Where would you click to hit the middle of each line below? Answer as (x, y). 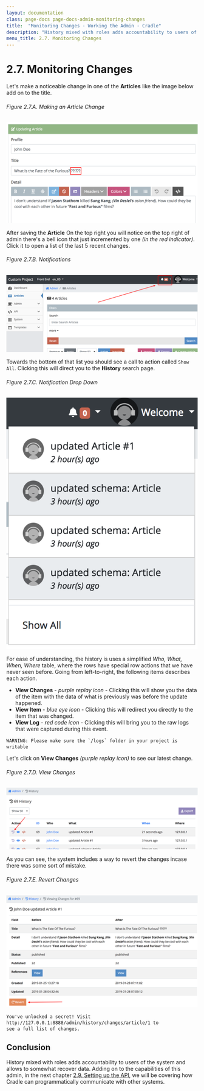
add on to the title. (29, 93)
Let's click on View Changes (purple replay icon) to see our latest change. (100, 759)
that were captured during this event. (61, 729)
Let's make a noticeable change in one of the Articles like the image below (100, 86)
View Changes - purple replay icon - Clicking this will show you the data (106, 690)
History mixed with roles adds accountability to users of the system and (96, 1062)
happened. (29, 703)
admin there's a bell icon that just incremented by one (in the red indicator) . (101, 239)
